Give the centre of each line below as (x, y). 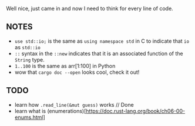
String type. (30, 59)
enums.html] (30, 117)
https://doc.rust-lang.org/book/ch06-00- (136, 111)
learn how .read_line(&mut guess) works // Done (74, 104)
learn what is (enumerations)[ (50, 111)
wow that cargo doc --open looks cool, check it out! (77, 72)
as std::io (28, 47)
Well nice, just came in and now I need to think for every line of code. (90, 8)
